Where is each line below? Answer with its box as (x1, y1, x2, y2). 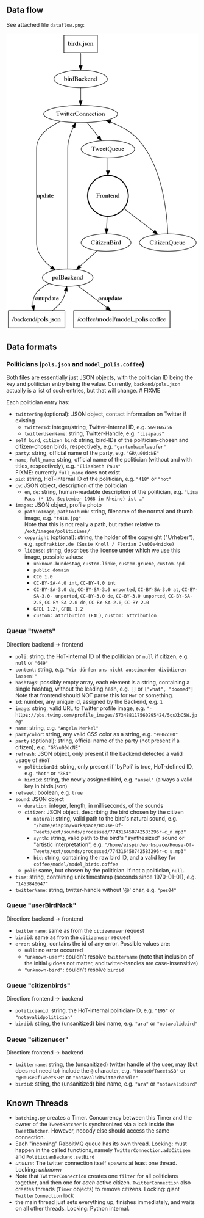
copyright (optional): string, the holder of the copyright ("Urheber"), (24, 534, 195, 541)
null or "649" (15, 659, 49, 666)
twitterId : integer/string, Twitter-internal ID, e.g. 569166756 (24, 424, 172, 431)
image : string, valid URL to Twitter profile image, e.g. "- (15, 705, 152, 712)
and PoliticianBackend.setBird (15, 1153, 95, 1161)
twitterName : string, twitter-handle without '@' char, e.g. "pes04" (15, 886, 177, 893)
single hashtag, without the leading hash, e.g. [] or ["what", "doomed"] (15, 685, 194, 692)
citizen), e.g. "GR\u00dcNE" (15, 743, 81, 750)
